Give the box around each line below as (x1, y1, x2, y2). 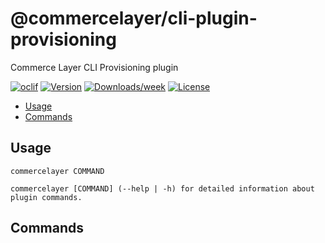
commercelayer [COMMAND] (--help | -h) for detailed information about (10, 183, 315, 194)
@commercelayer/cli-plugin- (10, 7, 258, 30)
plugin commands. (10, 192, 83, 202)
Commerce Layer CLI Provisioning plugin (10, 61, 179, 73)
